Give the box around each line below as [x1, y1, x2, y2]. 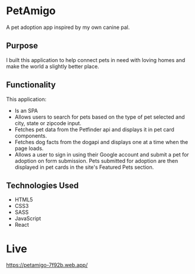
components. [14, 132, 47, 139]
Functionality [6, 80, 56, 90]
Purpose [6, 41, 38, 51]
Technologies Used [6, 180, 79, 190]
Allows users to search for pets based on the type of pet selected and [14, 113, 185, 120]
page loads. [14, 145, 44, 152]
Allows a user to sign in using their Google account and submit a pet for [14, 151, 189, 158]
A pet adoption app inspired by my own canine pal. [6, 24, 130, 31]
